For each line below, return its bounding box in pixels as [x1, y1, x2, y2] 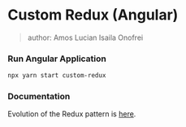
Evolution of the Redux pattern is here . [7, 109, 136, 119]
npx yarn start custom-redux [7, 72, 106, 80]
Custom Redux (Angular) [7, 6, 179, 24]
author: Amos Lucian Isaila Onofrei [27, 33, 144, 42]
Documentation [7, 91, 71, 103]
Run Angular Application [7, 53, 107, 64]
